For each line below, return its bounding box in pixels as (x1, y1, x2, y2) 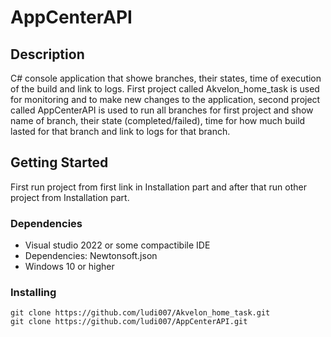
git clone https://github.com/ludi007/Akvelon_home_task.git (10, 308, 271, 318)
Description (10, 46, 85, 63)
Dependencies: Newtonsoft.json (24, 250, 158, 262)
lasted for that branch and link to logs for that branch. (10, 126, 231, 137)
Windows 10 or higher (24, 261, 115, 273)
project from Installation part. (10, 191, 130, 203)
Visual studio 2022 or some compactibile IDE (24, 239, 211, 251)
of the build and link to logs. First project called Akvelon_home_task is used (10, 83, 320, 95)
